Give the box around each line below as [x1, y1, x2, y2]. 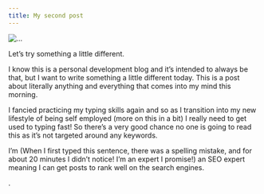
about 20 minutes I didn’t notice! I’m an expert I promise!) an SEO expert [8, 154, 246, 164]
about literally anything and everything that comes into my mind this [8, 81, 231, 91]
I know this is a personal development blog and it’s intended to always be [8, 64, 249, 74]
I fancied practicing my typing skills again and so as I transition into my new [8, 105, 257, 114]
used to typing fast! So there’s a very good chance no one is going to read [8, 122, 252, 131]
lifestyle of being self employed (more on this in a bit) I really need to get [8, 113, 247, 123]
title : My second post [8, 11, 84, 20]
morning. [8, 89, 38, 99]
